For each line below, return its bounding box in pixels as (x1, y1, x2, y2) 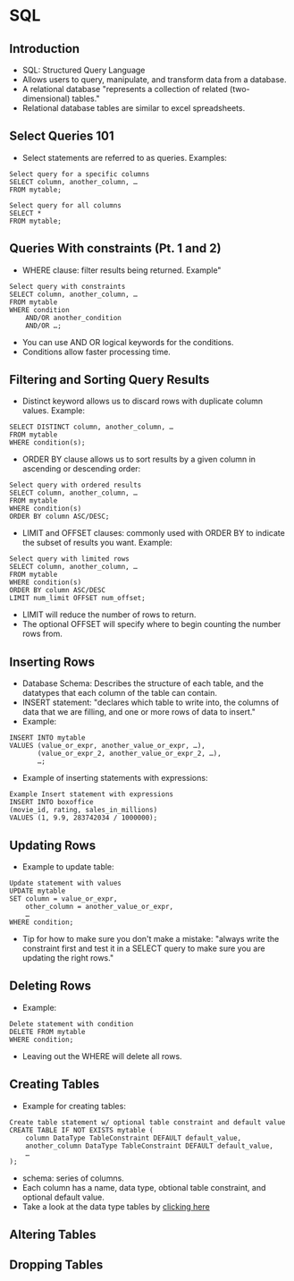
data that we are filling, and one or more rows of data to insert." (21, 707, 256, 717)
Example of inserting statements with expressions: (21, 773, 208, 784)
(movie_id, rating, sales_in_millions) (9, 806, 158, 815)
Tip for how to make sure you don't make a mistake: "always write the (21, 934, 280, 945)
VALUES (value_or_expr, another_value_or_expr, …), (9, 742, 206, 751)
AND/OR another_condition (25, 313, 122, 322)
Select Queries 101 (9, 129, 114, 144)
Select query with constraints (9, 282, 126, 291)
